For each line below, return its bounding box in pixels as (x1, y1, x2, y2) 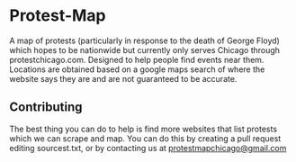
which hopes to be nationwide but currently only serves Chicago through (9, 44, 281, 55)
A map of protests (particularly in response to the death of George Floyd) (9, 35, 281, 46)
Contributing (9, 100, 83, 115)
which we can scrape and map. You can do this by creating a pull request (9, 132, 282, 144)
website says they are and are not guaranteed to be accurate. (9, 73, 238, 84)
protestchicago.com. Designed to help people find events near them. (9, 54, 265, 65)
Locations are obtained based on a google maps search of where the (9, 64, 265, 75)
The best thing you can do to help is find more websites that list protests (9, 123, 277, 134)
